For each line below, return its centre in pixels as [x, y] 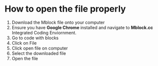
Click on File [24, 43]
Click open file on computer [40, 48]
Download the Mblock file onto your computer [58, 22]
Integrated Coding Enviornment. [44, 33]
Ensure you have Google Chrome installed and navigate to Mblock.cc [82, 27]
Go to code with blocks [35, 38]
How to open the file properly [65, 9]
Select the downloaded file [39, 53]
